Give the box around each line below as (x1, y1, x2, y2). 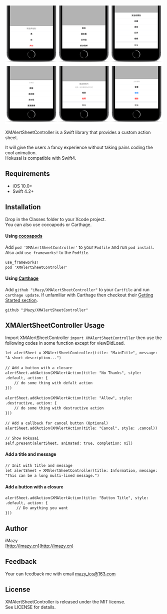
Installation (5, 203, 41, 212)
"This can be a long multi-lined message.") (5, 473, 99, 478)
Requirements (5, 169, 50, 178)
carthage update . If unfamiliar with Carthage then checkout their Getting (5, 292, 153, 298)
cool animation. (5, 150, 37, 156)
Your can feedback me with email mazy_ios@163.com (5, 571, 116, 577)
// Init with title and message (5, 463, 72, 468)
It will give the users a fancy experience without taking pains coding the (5, 144, 153, 150)
